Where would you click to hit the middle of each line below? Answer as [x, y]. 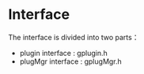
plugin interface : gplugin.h [64, 53]
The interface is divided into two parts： [74, 37]
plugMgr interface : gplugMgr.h [71, 61]
